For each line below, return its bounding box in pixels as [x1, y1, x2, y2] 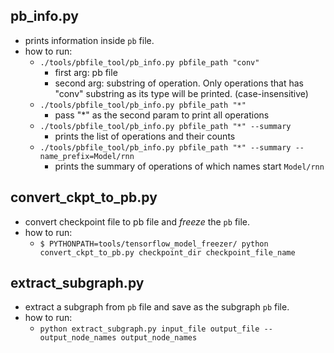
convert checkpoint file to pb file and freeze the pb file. [24, 215, 251, 228]
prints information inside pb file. [24, 34, 155, 46]
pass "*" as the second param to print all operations [54, 109, 270, 121]
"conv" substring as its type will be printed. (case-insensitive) [54, 87, 309, 99]
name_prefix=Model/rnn [39, 151, 135, 161]
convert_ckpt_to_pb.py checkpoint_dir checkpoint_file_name [39, 247, 296, 258]
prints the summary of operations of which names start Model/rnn [54, 160, 325, 172]
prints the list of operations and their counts [54, 130, 236, 142]
